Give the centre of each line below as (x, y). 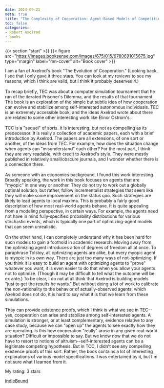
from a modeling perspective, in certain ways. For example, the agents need (82, 211)
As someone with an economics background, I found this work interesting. (80, 175)
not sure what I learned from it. (36, 362)
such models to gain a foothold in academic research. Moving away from (78, 242)
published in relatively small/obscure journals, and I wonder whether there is (82, 159)
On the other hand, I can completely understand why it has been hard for (78, 237)
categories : (17, 28)
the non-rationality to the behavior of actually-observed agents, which (76, 289)
